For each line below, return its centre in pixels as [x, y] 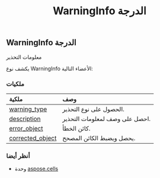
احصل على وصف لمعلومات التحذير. [106, 119]
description [25, 119]
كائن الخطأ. [76, 128]
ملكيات [15, 84]
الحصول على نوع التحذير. [93, 109]
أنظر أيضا [18, 155]
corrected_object [33, 138]
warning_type [28, 109]
